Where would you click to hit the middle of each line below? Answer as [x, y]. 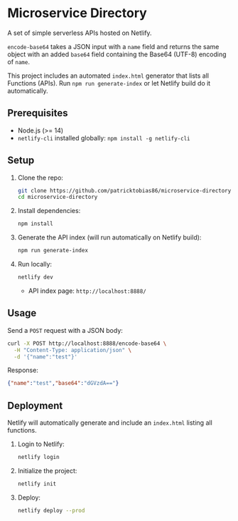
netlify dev [35, 277]
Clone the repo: [40, 177]
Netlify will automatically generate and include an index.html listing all [110, 423]
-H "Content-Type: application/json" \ [73, 350]
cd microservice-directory [58, 197]
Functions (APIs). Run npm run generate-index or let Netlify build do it [109, 83]
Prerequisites [38, 113]
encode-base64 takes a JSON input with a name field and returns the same [113, 46]
